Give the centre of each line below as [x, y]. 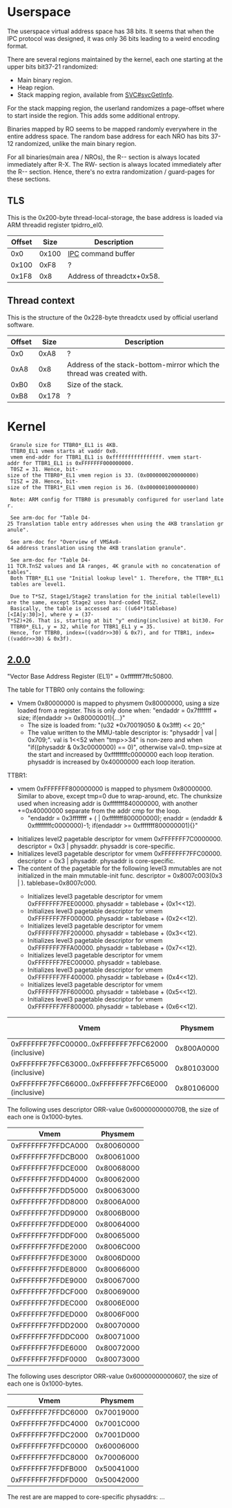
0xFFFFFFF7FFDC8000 [49, 1458]
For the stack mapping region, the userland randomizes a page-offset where [116, 108]
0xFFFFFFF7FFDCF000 [49, 1292]
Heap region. [36, 87]
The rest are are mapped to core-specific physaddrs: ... [86, 1497]
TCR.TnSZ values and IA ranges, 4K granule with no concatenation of [118, 566]
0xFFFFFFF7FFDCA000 [49, 1146]
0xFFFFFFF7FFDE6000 [49, 1348]
